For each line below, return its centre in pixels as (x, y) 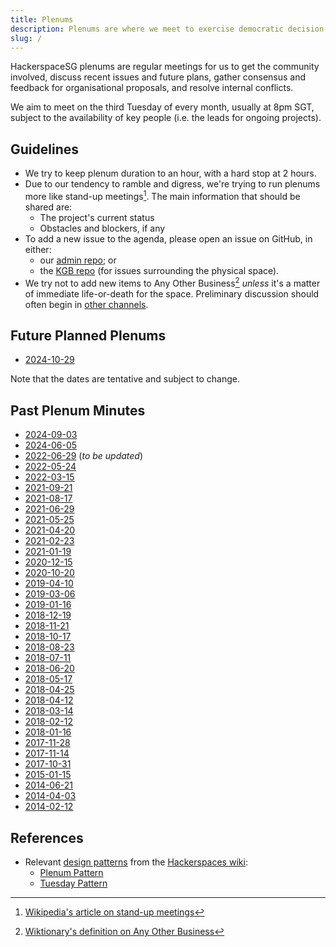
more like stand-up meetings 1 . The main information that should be (162, 195)
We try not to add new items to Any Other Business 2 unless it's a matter (172, 282)
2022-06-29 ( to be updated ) (84, 456)
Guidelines (44, 149)
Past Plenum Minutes (78, 410)
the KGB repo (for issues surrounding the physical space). (159, 270)
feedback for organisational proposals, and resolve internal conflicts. (152, 88)
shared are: (48, 207)
